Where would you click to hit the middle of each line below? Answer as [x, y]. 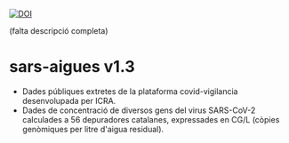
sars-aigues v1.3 [72, 67]
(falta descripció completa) [59, 31]
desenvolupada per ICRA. [69, 100]
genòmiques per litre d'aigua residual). [93, 129]
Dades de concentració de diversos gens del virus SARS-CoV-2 [139, 110]
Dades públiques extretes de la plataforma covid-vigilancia [130, 91]
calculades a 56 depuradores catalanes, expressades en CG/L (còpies [151, 119]
